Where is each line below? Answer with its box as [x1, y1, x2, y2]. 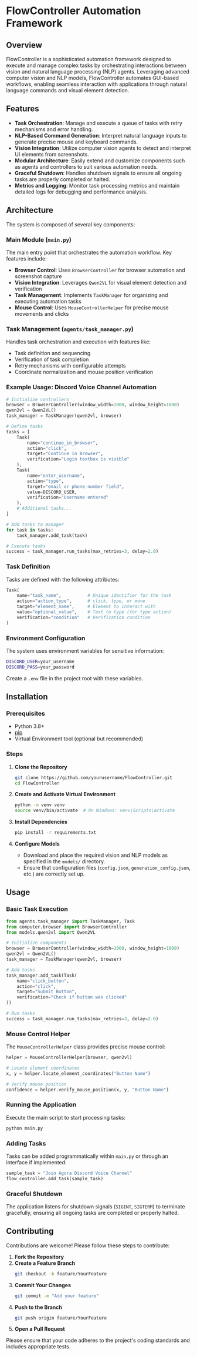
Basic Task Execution [6, 905, 69, 913]
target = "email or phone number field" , [27, 483, 125, 489]
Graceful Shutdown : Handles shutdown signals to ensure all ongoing [14, 169, 182, 176]
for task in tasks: [6, 527, 54, 533]
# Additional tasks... [16, 506, 72, 512]
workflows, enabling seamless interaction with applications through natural [6, 81, 188, 88]
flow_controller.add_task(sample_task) [6, 1175, 104, 1181]
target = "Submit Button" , [16, 989, 77, 995]
